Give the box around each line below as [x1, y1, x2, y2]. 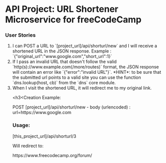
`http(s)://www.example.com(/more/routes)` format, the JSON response [12, 64, 160, 70]
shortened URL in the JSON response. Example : [12, 48, 111, 54]
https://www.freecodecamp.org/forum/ [12, 152, 93, 158]
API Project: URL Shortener [5, 3, 118, 15]
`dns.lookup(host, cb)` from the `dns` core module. [12, 80, 116, 86]
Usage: [12, 122, 30, 129]
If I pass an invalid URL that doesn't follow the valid [12, 58, 117, 65]
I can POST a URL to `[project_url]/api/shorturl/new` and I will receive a [12, 43, 158, 49]
